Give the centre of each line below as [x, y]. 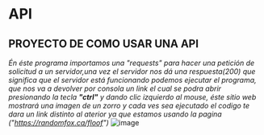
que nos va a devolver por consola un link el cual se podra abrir [115, 88]
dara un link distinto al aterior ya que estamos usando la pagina [115, 114]
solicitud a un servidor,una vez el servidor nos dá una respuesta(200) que [132, 72]
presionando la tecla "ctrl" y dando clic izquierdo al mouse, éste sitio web [132, 97]
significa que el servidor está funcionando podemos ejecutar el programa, [132, 80]
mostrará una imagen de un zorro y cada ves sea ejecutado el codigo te [129, 106]
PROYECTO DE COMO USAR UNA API [104, 44]
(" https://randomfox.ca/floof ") [59, 123]
